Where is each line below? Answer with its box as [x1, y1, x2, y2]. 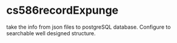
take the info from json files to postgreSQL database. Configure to [6, 23, 171, 30]
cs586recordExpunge [6, 4, 119, 17]
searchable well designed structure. [6, 29, 96, 36]
